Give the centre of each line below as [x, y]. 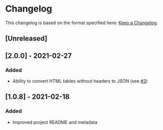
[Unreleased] [26, 39]
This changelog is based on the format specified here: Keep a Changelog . [82, 23]
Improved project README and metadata [55, 122]
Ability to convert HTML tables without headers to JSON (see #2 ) [80, 81]
